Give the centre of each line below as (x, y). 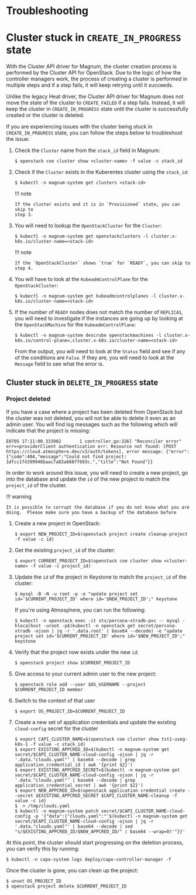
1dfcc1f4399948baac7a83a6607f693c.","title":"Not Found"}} (80, 462)
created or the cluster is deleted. (45, 115)
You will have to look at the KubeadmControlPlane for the (81, 279)
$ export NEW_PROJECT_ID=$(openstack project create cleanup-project (101, 534)
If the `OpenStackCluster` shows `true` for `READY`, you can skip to (102, 263)
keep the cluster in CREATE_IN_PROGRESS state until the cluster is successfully (97, 109)
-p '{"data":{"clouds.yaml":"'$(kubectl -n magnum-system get (111, 816)
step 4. (24, 268)
